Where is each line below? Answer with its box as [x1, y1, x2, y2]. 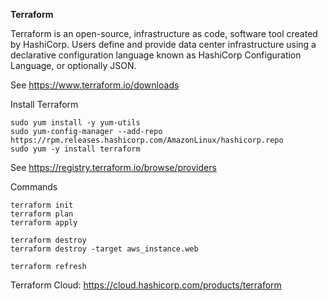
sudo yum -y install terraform [10, 144, 141, 154]
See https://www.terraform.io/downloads [10, 79, 180, 91]
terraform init [10, 200, 74, 210]
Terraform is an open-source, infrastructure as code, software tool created [10, 28, 318, 39]
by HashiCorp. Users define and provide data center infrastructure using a [10, 39, 317, 50]
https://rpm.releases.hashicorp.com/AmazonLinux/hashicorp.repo [10, 135, 284, 145]
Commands [10, 181, 58, 193]
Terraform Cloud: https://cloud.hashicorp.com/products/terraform [10, 279, 282, 291]
